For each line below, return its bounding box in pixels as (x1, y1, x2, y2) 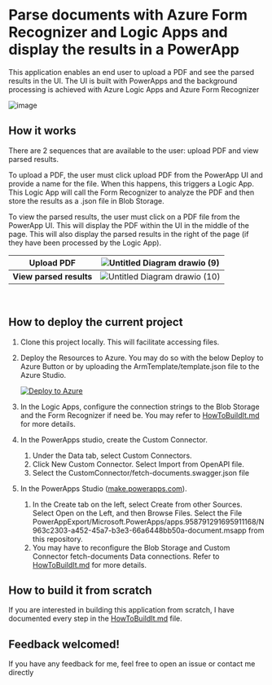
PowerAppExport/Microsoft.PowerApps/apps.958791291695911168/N (32, 516, 265, 526)
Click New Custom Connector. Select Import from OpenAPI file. (32, 459, 244, 469)
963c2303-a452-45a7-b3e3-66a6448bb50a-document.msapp (32, 525, 247, 535)
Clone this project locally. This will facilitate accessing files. (20, 336, 220, 347)
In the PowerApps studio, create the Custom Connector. (20, 434, 208, 445)
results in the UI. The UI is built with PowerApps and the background (8, 76, 238, 86)
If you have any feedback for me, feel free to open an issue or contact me (8, 659, 256, 669)
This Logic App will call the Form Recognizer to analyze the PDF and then (8, 187, 255, 197)
